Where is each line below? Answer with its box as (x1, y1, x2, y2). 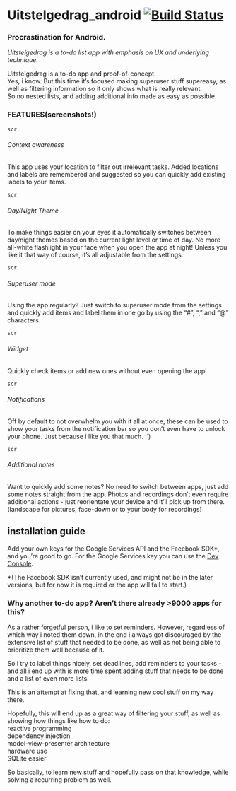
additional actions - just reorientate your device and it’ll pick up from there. (7, 498, 225, 505)
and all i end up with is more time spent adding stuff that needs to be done (7, 667, 224, 675)
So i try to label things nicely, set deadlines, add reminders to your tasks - (7, 660, 222, 668)
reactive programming (7, 725, 72, 733)
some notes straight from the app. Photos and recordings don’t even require (7, 490, 229, 498)
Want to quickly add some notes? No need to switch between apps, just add (7, 483, 229, 491)
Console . (7, 559, 34, 568)
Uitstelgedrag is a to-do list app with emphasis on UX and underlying (7, 48, 210, 57)
